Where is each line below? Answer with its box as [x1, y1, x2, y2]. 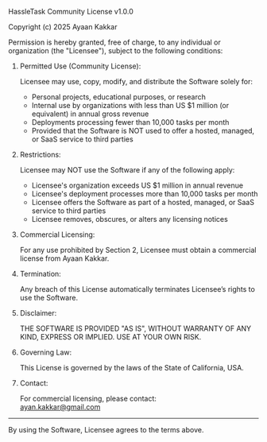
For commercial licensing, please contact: [19, 394, 157, 403]
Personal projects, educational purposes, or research [31, 92, 207, 102]
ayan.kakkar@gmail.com [19, 402, 101, 412]
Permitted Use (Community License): [19, 61, 141, 71]
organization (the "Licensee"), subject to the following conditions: [8, 46, 223, 55]
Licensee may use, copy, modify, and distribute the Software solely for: [19, 77, 253, 86]
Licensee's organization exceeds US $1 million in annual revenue [31, 180, 244, 190]
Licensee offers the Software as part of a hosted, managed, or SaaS [31, 198, 254, 207]
